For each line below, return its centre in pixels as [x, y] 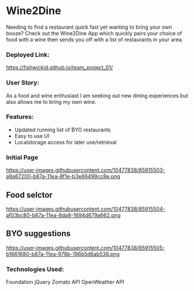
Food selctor [29, 195]
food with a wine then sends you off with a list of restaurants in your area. [95, 39]
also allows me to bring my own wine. [51, 101]
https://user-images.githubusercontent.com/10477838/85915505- [86, 248]
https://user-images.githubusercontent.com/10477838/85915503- [86, 170]
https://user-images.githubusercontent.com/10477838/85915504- [86, 209]
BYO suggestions [39, 234]
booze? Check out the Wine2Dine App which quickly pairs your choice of [94, 33]
